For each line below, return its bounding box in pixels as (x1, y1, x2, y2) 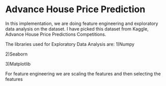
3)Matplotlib (5, 61, 31, 67)
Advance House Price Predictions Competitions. (5, 31, 106, 37)
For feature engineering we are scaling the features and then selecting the (5, 70, 161, 77)
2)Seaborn (5, 51, 28, 57)
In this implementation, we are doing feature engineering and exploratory (5, 20, 158, 26)
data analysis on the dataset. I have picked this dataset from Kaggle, (5, 25, 149, 32)
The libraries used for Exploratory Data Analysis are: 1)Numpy (5, 41, 135, 47)
